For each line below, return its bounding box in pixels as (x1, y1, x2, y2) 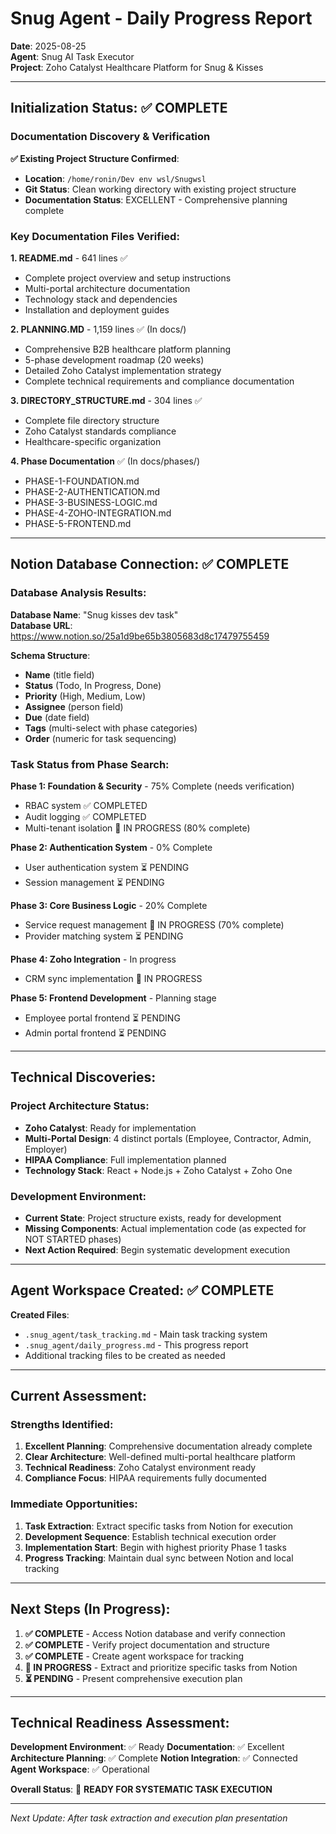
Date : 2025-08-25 (10, 40, 87, 52)
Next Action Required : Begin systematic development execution (24, 1243, 291, 1256)
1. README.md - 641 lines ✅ (10, 252, 128, 264)
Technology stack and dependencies (24, 293, 178, 305)
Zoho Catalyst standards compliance (24, 425, 177, 437)
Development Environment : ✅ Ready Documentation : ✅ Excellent (10, 1741, 285, 1753)
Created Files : (10, 1308, 70, 1321)
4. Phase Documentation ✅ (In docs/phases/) (10, 455, 200, 467)
